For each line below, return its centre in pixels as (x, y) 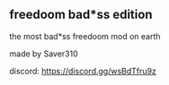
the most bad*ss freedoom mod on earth (85, 36)
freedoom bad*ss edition (81, 15)
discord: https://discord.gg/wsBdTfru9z (83, 71)
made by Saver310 (44, 54)
